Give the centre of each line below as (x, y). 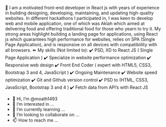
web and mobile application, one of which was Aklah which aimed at (75, 23)
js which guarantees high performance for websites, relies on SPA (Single (80, 39)
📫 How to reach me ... (35, 120)
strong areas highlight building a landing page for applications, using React (82, 34)
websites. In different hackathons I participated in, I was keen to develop (79, 18)
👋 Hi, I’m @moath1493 (35, 99)
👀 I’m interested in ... (33, 104)
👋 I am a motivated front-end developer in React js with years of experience (82, 8)
